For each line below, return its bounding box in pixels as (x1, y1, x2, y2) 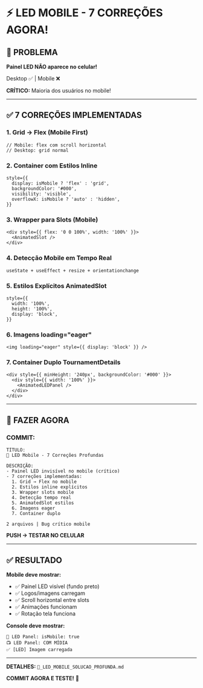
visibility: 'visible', (11, 191, 71, 197)
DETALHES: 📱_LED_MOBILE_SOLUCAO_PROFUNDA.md (6, 663, 124, 670)
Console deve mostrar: (6, 622, 65, 629)
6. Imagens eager (11, 505, 56, 511)
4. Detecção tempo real (11, 495, 71, 501)
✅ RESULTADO (6, 555, 62, 565)
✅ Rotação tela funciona (14, 610, 76, 617)
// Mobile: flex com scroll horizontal (6, 142, 107, 148)
